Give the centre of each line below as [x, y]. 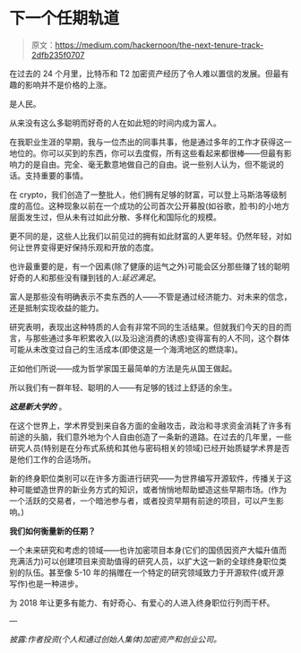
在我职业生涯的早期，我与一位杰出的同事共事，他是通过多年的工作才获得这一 [150, 142]
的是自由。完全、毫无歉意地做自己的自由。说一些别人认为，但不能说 [150, 164]
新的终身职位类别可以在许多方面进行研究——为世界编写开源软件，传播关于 [146, 478]
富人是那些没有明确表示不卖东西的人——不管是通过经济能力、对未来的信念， [150, 296]
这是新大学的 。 [38, 406]
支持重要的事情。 [56, 175]
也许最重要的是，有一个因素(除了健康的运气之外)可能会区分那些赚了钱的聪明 [150, 266]
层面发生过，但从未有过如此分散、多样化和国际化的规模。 [115, 217]
